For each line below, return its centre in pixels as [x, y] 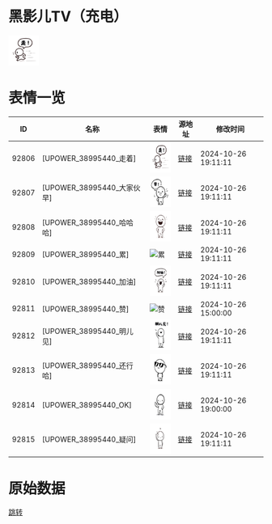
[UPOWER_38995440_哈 [84, 222]
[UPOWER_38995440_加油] [89, 282]
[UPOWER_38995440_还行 [87, 366]
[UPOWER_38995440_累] [85, 255]
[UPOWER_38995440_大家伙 [91, 188]
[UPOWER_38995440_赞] [85, 309]
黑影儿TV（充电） [68, 17]
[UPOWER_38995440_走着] [89, 158]
